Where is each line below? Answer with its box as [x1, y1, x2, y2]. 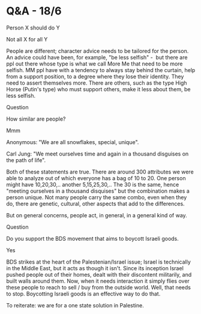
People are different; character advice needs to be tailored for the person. [6, 47, 189, 55]
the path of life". [6, 156, 46, 163]
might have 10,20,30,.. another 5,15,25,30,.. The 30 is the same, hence [6, 181, 179, 188]
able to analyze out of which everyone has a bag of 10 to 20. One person [6, 174, 186, 181]
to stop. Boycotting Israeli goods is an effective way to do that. [6, 290, 161, 297]
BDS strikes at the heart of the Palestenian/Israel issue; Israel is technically [6, 258, 191, 265]
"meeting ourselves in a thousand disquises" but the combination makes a [6, 187, 190, 195]
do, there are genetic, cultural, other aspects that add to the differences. [6, 200, 185, 207]
